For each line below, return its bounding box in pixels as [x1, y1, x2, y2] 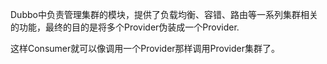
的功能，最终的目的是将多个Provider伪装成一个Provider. [10, 21, 240, 33]
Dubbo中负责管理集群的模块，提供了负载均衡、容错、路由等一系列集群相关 [10, 9, 318, 20]
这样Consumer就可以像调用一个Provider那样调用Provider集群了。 [10, 43, 280, 54]
